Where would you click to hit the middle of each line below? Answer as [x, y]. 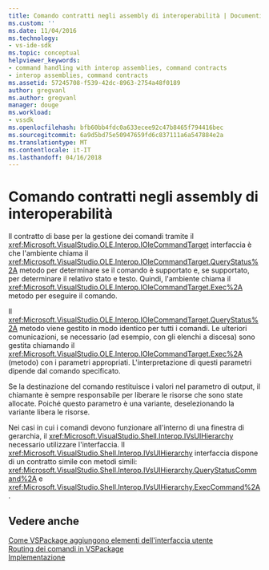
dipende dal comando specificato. [65, 371]
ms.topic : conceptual [44, 53]
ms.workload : [30, 113]
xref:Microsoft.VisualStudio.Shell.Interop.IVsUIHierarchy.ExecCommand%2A [134, 487]
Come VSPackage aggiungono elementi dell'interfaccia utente [111, 540]
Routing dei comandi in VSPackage [66, 549]
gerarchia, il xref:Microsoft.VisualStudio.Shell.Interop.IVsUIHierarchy [121, 436]
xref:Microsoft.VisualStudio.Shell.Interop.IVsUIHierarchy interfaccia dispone [133, 453]
